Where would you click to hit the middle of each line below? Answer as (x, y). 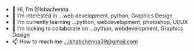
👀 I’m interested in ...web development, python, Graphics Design (92, 16)
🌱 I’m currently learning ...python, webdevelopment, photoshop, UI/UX (100, 22)
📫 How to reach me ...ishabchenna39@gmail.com (75, 41)
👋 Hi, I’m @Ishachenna (40, 9)
